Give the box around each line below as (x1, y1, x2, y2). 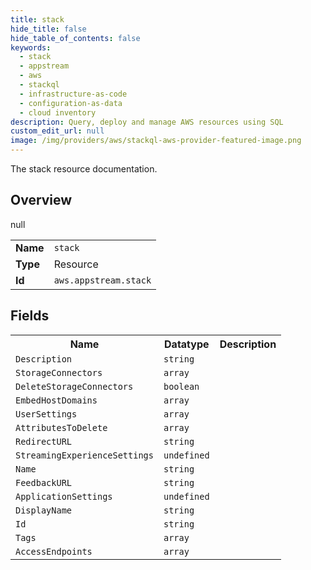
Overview (10, 192, 73, 209)
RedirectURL (15, 436, 73, 447)
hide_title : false (10, 24, 87, 34)
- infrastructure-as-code (19, 89, 128, 99)
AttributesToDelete (15, 422, 108, 433)
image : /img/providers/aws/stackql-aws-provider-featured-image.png (10, 136, 302, 146)
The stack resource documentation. (10, 163, 158, 175)
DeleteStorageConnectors (15, 381, 134, 392)
